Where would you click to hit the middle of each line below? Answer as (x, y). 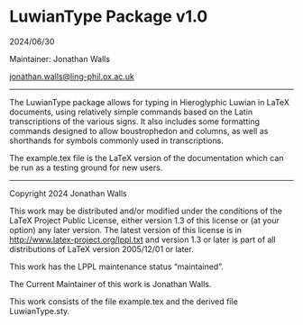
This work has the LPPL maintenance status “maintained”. (116, 266)
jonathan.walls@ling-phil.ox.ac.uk (72, 76)
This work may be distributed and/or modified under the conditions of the (146, 211)
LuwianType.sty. (40, 311)
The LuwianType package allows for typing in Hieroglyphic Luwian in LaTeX (150, 102)
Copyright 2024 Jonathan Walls (69, 193)
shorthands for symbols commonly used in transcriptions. (116, 140)
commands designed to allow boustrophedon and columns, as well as (139, 131)
